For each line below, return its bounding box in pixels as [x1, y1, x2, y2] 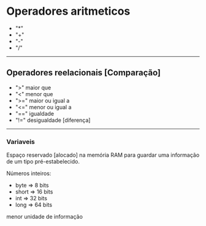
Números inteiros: [6, 170, 51, 177]
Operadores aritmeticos [6, 4, 131, 18]
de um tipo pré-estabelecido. [6, 158, 80, 165]
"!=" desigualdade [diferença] [15, 116, 91, 124]
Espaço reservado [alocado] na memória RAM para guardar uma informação [6, 151, 200, 159]
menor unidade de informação [6, 213, 83, 220]
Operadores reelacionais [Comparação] [6, 67, 161, 78]
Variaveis [6, 137, 35, 146]
